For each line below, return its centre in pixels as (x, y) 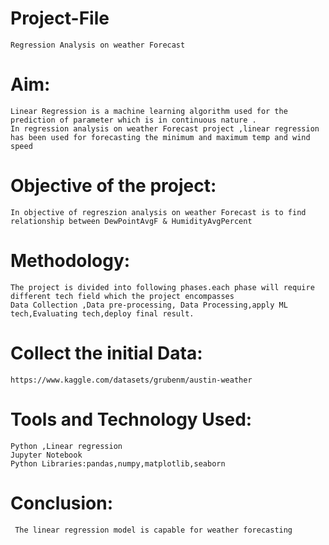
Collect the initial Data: (106, 353)
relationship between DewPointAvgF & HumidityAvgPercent (131, 221)
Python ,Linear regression (66, 446)
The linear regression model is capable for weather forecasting (153, 530)
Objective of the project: (113, 186)
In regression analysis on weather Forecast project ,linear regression (165, 128)
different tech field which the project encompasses (122, 296)
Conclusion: (62, 503)
